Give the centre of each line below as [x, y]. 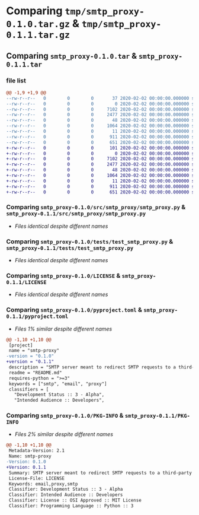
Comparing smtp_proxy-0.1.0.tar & [72, 55]
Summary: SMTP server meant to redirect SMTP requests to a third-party [100, 473]
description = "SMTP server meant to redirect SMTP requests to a [92, 367]
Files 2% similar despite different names [64, 434]
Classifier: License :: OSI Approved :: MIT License [75, 500]
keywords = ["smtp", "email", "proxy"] [58, 384]
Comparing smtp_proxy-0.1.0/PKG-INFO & [65, 415]
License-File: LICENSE [37, 478]
